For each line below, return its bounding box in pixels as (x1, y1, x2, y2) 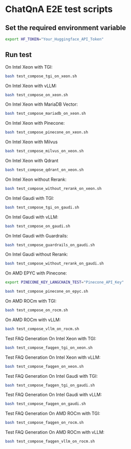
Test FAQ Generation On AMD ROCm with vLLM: (5, 429, 105, 435)
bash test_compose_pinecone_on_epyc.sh (5, 289, 88, 294)
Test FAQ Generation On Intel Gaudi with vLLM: (5, 392, 102, 398)
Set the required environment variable (5, 24, 126, 32)
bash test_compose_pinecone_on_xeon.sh (5, 130, 88, 135)
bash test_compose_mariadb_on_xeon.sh (5, 111, 86, 116)
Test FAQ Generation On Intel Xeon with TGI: (5, 335, 96, 341)
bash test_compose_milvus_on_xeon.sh (5, 149, 84, 154)
